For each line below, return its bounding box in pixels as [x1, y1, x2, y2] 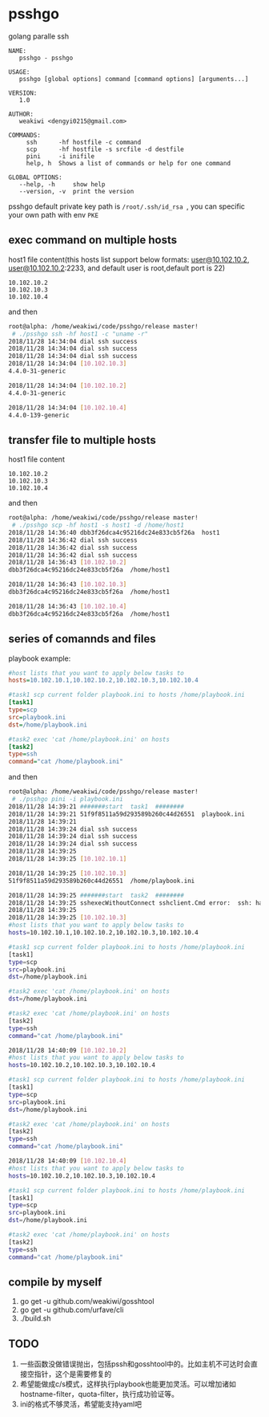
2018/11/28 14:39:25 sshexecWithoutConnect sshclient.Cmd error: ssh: [8, 898, 252, 907]
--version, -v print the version [18, 187, 134, 195]
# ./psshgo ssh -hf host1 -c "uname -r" [11, 330, 149, 338]
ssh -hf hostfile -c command [26, 138, 142, 146]
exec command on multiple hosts [8, 234, 178, 247]
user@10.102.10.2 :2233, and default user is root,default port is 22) [8, 263, 226, 273]
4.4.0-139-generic [8, 411, 70, 419]
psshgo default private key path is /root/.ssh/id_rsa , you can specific [8, 202, 246, 211]
